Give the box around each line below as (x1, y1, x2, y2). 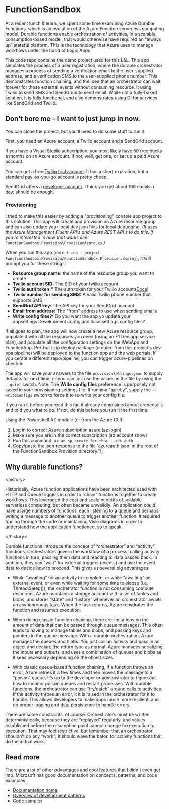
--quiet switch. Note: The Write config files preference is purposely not (5, 381, 156, 388)
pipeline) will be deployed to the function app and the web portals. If (14, 350, 156, 356)
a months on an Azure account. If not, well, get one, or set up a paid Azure (5, 153, 160, 159)
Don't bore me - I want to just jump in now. (5, 115, 140, 123)
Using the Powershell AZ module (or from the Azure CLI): (5, 417, 124, 423)
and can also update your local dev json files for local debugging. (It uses (5, 224, 158, 230)
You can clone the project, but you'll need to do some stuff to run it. (5, 128, 146, 134)
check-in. (5, 361, 25, 367)
